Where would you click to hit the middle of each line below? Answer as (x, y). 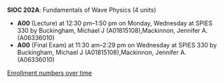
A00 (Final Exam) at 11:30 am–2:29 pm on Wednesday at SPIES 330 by (117, 45)
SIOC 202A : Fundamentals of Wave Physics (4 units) (82, 10)
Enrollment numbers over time (50, 73)
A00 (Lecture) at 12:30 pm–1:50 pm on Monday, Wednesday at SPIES (115, 23)
